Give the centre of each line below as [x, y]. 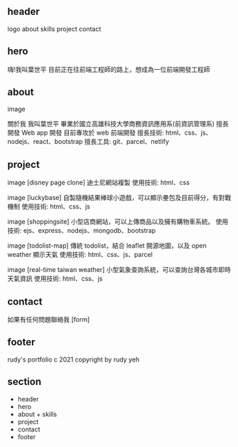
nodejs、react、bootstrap [45, 142]
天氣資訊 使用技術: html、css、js [55, 279]
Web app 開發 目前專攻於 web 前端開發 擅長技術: [93, 133]
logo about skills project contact [54, 28]
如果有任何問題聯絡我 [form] [49, 320]
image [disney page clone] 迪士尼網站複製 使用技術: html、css [99, 183]
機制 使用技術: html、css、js [49, 206]
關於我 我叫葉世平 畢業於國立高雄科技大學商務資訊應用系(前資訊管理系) [111, 124]
